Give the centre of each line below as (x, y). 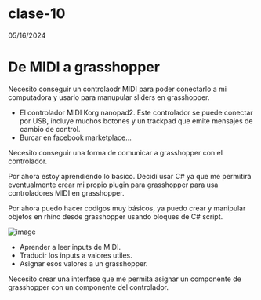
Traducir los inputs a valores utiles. (76, 255)
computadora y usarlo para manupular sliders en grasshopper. (109, 97)
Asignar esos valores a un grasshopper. (83, 263)
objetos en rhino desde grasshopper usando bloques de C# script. (116, 216)
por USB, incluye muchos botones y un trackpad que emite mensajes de (136, 121)
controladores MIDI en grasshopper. (66, 192)
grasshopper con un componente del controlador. (89, 287)
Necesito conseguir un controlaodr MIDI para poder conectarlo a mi (118, 89)
